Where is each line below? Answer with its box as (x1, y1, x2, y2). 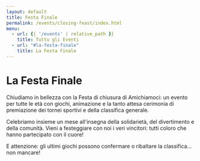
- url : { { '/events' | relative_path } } (11, 31, 114, 37)
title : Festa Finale (6, 14, 58, 20)
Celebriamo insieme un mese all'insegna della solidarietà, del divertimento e (6, 118, 195, 125)
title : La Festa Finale (17, 48, 77, 54)
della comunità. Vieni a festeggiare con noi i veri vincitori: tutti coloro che (6, 124, 187, 132)
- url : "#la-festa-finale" (11, 43, 79, 49)
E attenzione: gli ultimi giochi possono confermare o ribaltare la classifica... (6, 142, 192, 150)
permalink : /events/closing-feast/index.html (6, 20, 122, 26)
